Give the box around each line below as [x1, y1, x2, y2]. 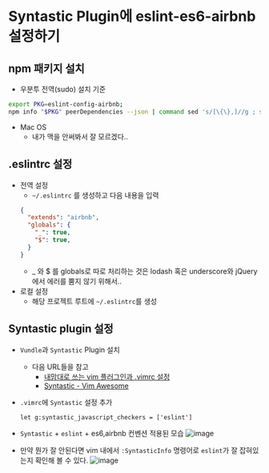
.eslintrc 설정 [8, 158, 73, 171]
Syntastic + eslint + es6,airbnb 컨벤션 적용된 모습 [19, 428, 184, 438]
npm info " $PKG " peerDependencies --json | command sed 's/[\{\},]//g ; [8, 107, 256, 116]
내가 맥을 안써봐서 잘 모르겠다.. [31, 131, 128, 141]
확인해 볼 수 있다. [34, 455, 89, 465]
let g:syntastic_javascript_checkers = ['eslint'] [19, 413, 193, 421]
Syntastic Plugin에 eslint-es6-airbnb [8, 7, 256, 26]
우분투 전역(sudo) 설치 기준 [19, 85, 106, 94]
